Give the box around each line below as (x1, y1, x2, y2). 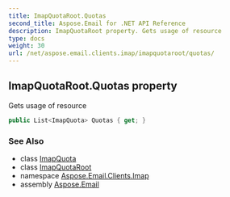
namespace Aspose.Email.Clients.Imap (19, 170, 149, 180)
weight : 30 (8, 42, 45, 50)
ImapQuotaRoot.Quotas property (8, 79, 178, 93)
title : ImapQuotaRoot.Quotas (8, 11, 107, 20)
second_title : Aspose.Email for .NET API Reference (8, 19, 186, 27)
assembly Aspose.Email (19, 179, 99, 189)
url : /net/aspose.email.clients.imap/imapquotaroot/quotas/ (8, 49, 215, 57)
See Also (8, 135, 44, 146)
